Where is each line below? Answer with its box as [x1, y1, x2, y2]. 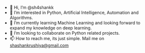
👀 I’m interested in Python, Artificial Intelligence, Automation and [9, 10, 139, 15]
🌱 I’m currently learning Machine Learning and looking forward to [9, 20, 141, 26]
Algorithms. [9, 15, 33, 20]
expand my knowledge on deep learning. [9, 25, 92, 31]
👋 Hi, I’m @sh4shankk [9, 5, 54, 10]
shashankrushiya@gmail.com [9, 42, 69, 48]
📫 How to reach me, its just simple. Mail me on [9, 36, 105, 41]
